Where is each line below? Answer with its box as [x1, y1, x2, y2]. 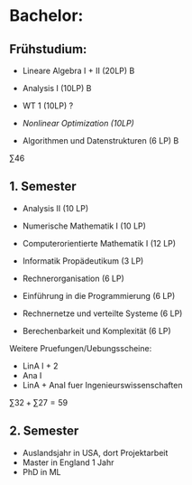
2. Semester [9, 424, 79, 439]
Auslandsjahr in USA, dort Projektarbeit [22, 447, 169, 458]
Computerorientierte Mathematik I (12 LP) [22, 238, 177, 248]
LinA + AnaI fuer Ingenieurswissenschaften [22, 379, 183, 390]
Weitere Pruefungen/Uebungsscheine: [9, 342, 152, 353]
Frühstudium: [9, 42, 87, 57]
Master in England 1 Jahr [22, 457, 114, 468]
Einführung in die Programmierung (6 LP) [22, 290, 176, 301]
